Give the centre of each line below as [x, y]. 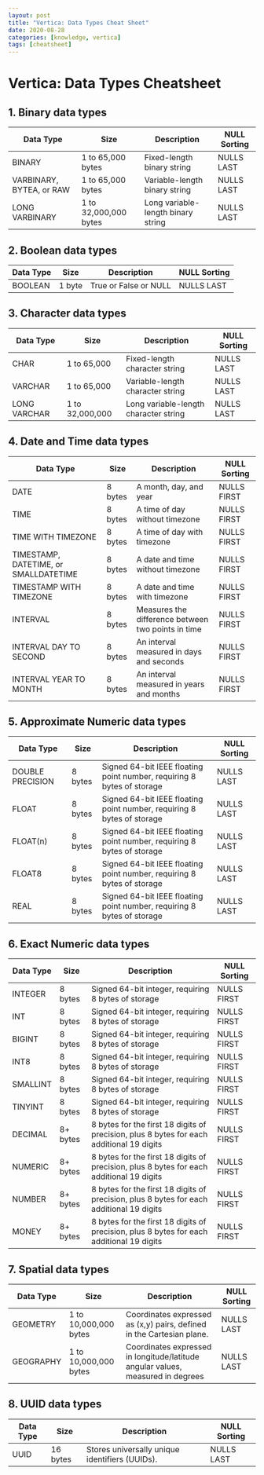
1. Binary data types [58, 112]
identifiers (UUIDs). [122, 1459]
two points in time [169, 629]
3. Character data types [68, 314]
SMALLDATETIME [45, 574]
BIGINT [26, 1039]
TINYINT [28, 1107]
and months [158, 694]
